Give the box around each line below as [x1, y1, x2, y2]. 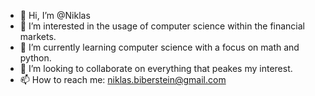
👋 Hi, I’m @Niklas [19, 10, 91, 21]
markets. [19, 31, 57, 42]
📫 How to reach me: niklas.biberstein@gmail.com [19, 74, 227, 85]
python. [19, 52, 52, 64]
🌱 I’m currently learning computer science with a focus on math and [19, 41, 300, 53]
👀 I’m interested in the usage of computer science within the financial [19, 20, 306, 32]
